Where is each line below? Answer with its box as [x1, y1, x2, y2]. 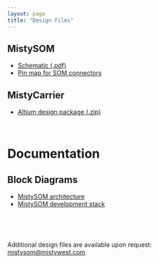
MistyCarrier [7, 89, 65, 101]
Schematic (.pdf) [17, 61, 67, 70]
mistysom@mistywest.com [7, 248, 86, 257]
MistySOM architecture [17, 192, 85, 201]
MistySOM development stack [17, 200, 106, 208]
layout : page [7, 10, 46, 18]
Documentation [7, 146, 101, 162]
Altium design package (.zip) [17, 108, 101, 116]
